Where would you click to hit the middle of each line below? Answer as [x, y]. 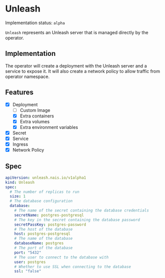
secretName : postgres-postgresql [49, 215]
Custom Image [35, 110]
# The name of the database [43, 239]
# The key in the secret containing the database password [77, 220]
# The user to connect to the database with [61, 257]
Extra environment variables [49, 127]
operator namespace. [28, 77]
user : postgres [30, 262]
